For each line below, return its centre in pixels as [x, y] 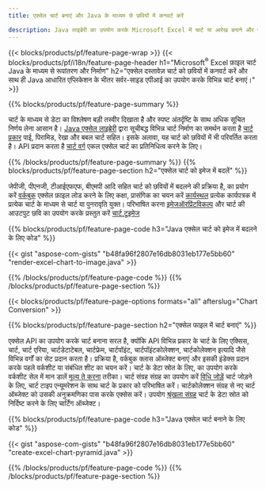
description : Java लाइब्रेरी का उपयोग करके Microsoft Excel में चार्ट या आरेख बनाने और [131, 30]
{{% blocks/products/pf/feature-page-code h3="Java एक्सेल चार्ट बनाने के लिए [127, 419]
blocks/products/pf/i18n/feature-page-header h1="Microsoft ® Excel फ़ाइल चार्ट [132, 62]
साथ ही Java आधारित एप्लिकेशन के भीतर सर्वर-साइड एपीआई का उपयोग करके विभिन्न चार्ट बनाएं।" [132, 80]
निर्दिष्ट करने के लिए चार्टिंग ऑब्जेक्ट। [55, 403]
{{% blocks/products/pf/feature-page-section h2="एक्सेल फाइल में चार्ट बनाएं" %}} [133, 325]
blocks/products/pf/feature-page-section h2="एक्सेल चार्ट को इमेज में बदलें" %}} [128, 170]
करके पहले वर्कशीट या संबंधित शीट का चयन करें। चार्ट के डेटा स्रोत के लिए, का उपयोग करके [123, 368]
